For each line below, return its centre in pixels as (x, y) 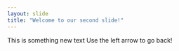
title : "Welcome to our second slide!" (66, 20)
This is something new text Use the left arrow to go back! (90, 40)
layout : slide (28, 14)
